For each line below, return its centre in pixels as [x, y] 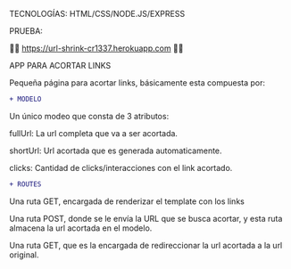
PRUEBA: [26, 31]
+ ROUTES [25, 184]
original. [24, 255]
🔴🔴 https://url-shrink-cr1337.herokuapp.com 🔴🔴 [96, 48]
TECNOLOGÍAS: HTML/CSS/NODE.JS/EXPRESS [97, 14]
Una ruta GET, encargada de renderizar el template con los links [127, 201]
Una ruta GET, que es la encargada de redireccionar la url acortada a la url [146, 245]
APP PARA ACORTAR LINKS [60, 65]
